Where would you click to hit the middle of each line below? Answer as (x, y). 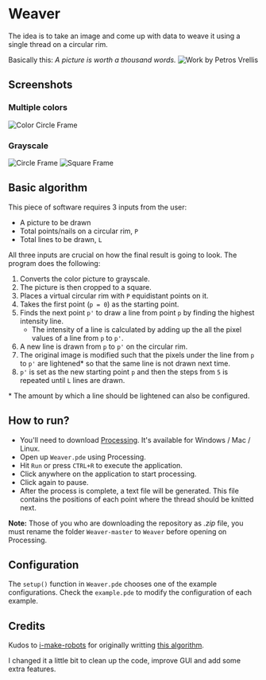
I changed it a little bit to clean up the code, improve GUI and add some (124, 661)
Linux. (30, 448)
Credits (27, 626)
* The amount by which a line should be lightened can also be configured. (129, 396)
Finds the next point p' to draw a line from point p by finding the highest (137, 312)
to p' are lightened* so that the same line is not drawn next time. (125, 363)
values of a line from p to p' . (77, 338)
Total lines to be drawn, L (61, 239)
